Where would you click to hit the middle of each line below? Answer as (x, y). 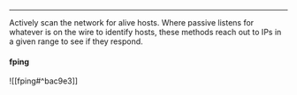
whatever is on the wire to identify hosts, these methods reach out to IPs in (145, 32)
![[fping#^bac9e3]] (43, 81)
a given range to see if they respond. (76, 41)
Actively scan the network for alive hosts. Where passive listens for (132, 22)
